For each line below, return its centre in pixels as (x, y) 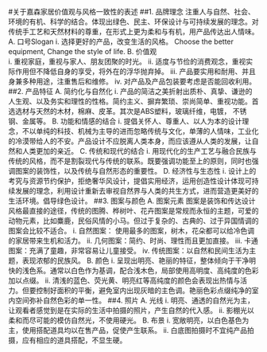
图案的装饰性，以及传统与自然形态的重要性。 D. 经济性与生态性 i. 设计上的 (135, 171)
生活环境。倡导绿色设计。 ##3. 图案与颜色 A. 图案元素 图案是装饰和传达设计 (132, 201)
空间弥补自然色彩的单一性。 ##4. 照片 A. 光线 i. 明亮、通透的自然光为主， (135, 300)
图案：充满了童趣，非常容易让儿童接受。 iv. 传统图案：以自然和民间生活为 (129, 250)
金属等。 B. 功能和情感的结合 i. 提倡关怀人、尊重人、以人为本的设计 (132, 121)
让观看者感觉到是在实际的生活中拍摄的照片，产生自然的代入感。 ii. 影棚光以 (131, 310)
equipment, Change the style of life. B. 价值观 (83, 51)
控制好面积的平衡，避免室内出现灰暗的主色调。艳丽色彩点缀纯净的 (143, 290)
